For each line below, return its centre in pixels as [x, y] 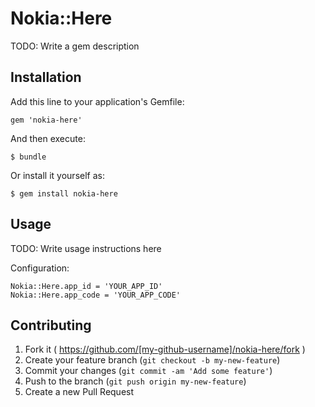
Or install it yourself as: [57, 175]
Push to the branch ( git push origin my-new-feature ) [135, 381]
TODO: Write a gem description [75, 46]
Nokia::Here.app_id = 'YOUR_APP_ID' [86, 286]
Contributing [51, 325]
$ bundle [28, 157]
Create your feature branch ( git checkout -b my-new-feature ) [152, 360]
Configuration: [40, 268]
